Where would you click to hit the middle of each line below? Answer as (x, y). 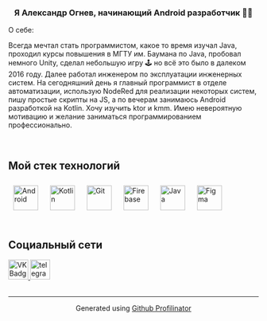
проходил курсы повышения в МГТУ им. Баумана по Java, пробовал (125, 54)
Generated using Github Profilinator (133, 308)
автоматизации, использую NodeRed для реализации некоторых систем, (132, 92)
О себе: (21, 30)
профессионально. (41, 125)
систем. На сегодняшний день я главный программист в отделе (118, 83)
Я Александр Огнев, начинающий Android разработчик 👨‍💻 (133, 13)
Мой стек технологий (64, 165)
